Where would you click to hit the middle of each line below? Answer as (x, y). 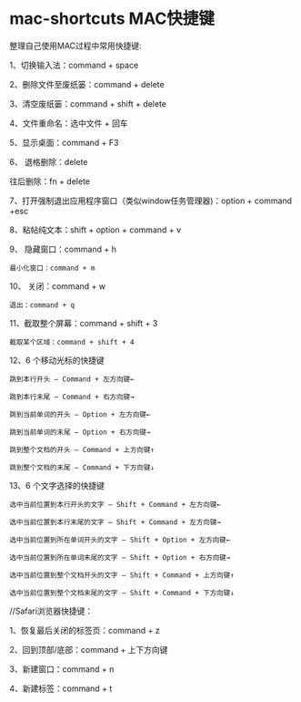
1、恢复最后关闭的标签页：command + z (85, 630)
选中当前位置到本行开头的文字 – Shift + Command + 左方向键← (115, 504)
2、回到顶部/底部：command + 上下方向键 (89, 649)
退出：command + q (42, 305)
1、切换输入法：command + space (74, 65)
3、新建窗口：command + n (62, 669)
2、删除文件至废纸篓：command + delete (87, 84)
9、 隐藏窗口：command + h (63, 249)
